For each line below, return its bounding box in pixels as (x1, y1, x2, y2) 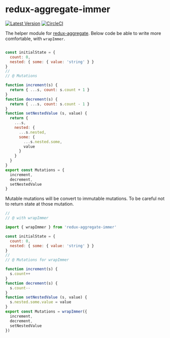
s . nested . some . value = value (10, 299, 72, 305)
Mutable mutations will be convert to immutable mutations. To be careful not (5, 195, 165, 201)
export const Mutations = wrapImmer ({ (5, 309, 87, 314)
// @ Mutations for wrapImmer (5, 257, 70, 262)
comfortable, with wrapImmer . (5, 36, 65, 42)
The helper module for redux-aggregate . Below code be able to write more (5, 30, 161, 36)
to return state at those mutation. (5, 201, 74, 207)
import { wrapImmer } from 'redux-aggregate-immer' (5, 225, 117, 230)
